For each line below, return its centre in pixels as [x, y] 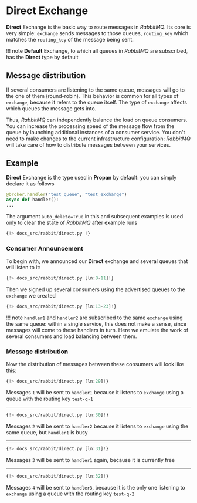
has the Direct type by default [42, 57]
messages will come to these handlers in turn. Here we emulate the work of [97, 330]
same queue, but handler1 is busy [47, 433]
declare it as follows [30, 184]
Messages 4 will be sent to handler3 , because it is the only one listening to [96, 487]
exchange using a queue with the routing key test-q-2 [70, 494]
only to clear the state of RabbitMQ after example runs [72, 223]
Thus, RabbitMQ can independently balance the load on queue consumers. [97, 120]
